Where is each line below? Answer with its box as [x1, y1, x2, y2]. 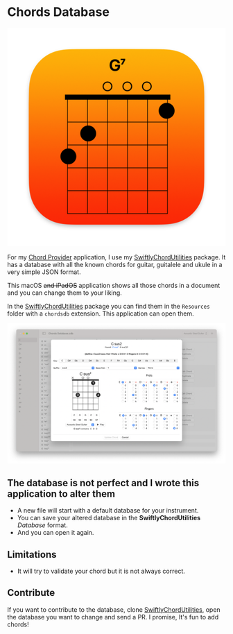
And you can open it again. [17, 529, 94, 537]
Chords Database [7, 4, 110, 20]
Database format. [17, 521, 68, 529]
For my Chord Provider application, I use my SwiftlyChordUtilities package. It [7, 252, 226, 261]
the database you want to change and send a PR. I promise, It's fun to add [7, 612, 219, 621]
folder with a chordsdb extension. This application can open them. [7, 309, 194, 318]
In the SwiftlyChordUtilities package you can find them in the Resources [7, 302, 210, 310]
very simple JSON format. [7, 268, 81, 276]
